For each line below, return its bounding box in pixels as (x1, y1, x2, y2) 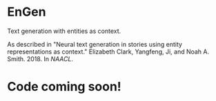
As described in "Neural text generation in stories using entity (7, 40, 183, 48)
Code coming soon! (7, 79, 122, 95)
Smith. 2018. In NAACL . (7, 54, 74, 63)
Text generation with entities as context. (7, 27, 121, 35)
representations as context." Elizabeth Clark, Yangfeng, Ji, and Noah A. (7, 47, 210, 56)
